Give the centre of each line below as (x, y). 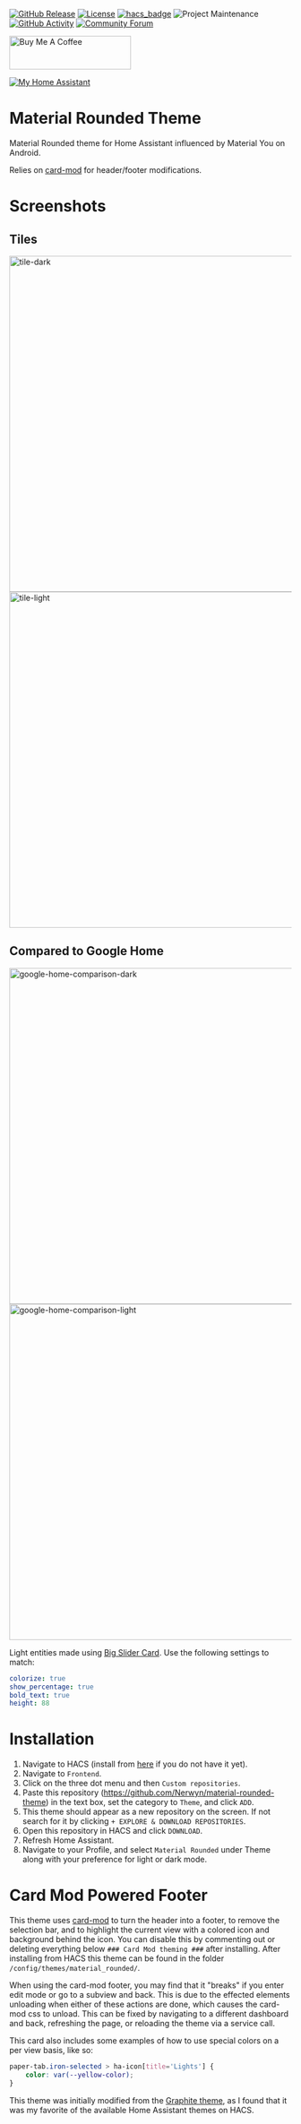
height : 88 (30, 1703)
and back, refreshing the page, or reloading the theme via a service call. (142, 2024)
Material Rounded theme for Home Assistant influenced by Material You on (147, 142)
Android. (25, 152)
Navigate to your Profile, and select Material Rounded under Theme (146, 1850)
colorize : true (38, 1678)
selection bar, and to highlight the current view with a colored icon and (140, 1930)
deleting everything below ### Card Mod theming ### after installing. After (145, 1949)
